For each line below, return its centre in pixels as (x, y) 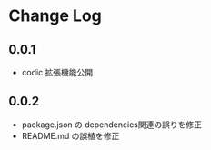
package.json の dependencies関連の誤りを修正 (111, 125)
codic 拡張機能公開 (57, 72)
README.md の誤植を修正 (70, 135)
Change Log (55, 16)
